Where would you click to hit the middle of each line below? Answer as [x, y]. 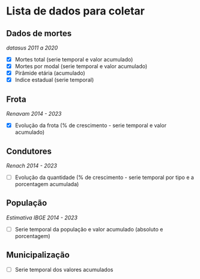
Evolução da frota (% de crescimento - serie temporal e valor [91, 125]
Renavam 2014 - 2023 [34, 114]
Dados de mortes [39, 33]
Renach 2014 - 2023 [32, 165]
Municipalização [38, 255]
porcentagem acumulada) [47, 184]
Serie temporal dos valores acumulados [64, 269]
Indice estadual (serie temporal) [54, 80]
